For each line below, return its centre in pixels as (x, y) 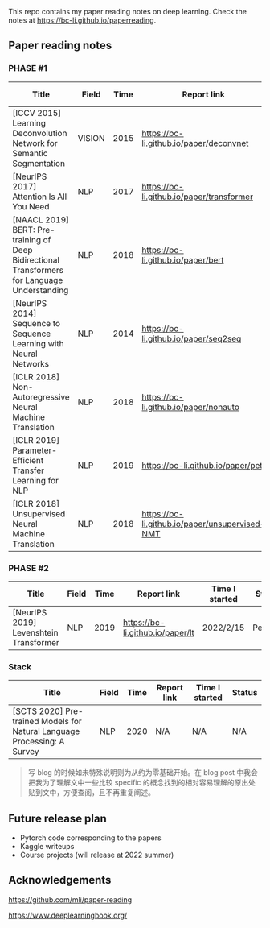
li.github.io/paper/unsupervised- (204, 524)
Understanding (41, 290)
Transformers (38, 270)
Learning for (35, 480)
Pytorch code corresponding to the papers (91, 838)
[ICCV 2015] (37, 113)
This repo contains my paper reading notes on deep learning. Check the (128, 12)
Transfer (29, 470)
